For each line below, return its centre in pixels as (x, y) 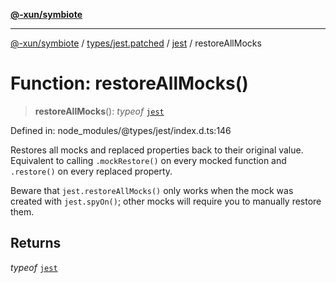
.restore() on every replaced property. (91, 171)
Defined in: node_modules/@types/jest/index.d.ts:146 (121, 130)
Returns (36, 243)
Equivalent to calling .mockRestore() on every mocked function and (148, 160)
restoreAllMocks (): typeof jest (99, 111)
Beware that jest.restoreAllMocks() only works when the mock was (152, 190)
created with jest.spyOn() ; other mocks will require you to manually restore (166, 201)
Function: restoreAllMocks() (129, 83)
